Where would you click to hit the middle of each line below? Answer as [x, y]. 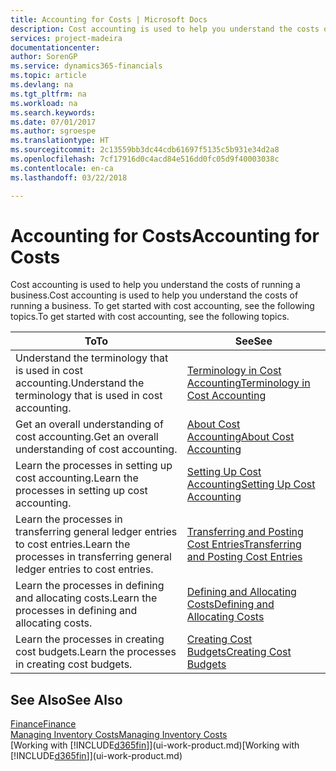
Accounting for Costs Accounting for [165, 235]
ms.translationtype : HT [60, 141]
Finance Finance [43, 724]
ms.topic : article [48, 76]
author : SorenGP [44, 57]
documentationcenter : [55, 47]
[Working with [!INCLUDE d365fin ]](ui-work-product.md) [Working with [155, 745]
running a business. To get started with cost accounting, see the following [162, 306]
